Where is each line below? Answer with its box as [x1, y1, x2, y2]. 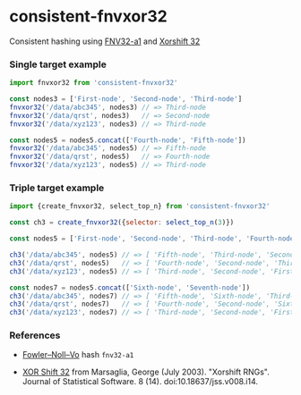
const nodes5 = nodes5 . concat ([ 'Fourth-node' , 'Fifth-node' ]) [9, 136, 246, 145]
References [9, 329, 61, 341]
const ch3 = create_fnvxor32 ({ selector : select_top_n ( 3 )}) [9, 218, 235, 227]
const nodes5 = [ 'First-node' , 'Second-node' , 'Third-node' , [9, 234, 243, 243]
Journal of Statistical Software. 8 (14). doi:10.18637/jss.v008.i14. [21, 376, 258, 387]
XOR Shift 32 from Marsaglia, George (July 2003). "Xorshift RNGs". [21, 366, 271, 377]
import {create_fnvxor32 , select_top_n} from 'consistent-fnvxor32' [9, 202, 271, 211]
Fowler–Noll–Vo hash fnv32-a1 [21, 349, 134, 360]
